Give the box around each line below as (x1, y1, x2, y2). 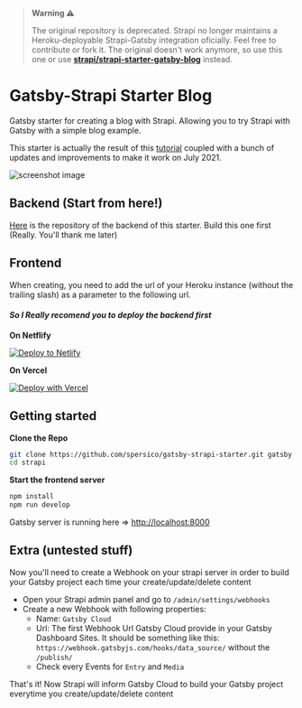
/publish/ (35, 653, 74, 662)
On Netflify (9, 330, 51, 340)
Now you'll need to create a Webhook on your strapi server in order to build (9, 566, 290, 577)
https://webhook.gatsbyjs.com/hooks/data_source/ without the (35, 641, 270, 653)
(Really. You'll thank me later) (9, 229, 118, 240)
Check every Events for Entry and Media (35, 661, 185, 672)
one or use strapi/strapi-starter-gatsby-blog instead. (31, 54, 233, 64)
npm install (9, 492, 54, 501)
